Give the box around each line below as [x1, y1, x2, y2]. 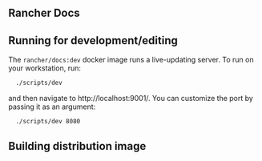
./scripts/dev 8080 [15, 118, 81, 126]
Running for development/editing [8, 34, 178, 47]
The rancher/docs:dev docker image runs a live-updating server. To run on [8, 55, 254, 65]
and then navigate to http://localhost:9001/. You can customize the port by [8, 94, 254, 103]
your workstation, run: [8, 63, 82, 73]
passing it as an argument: [8, 102, 96, 111]
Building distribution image [8, 139, 147, 153]
